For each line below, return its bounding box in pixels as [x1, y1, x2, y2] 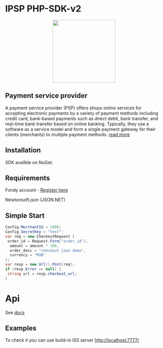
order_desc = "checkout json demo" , [9, 248, 86, 253]
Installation [5, 146, 41, 154]
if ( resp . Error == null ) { [5, 267, 61, 272]
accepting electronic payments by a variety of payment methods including [5, 110, 158, 116]
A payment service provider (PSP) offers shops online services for [5, 105, 141, 111]
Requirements [5, 173, 50, 182]
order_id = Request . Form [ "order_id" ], [7, 239, 88, 244]
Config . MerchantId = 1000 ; [5, 225, 61, 230]
